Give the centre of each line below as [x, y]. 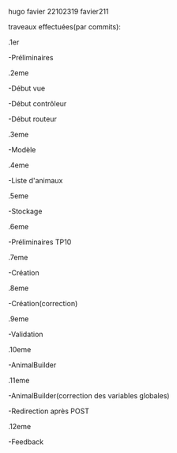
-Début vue [27, 88]
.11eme [19, 380]
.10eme [20, 349]
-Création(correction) [43, 303]
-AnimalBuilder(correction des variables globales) [89, 395]
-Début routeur [32, 119]
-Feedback [26, 442]
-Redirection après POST [49, 411]
